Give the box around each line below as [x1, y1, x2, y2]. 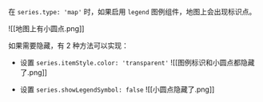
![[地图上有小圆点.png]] [8, 24, 85, 33]
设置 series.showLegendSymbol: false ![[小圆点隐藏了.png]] [19, 84, 215, 94]
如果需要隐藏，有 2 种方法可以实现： [8, 41, 130, 50]
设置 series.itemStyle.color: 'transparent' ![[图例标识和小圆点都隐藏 [19, 58, 255, 67]
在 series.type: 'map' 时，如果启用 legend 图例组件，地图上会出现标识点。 [8, 7, 257, 16]
